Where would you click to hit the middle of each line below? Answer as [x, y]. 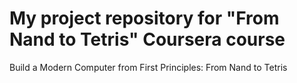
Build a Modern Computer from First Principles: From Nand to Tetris [148, 67]
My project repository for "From [144, 18]
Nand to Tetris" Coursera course [147, 39]
